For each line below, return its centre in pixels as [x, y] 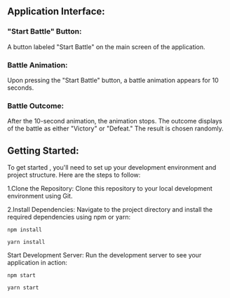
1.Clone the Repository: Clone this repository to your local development [110, 189]
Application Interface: [56, 12]
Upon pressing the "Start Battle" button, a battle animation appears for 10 [113, 80]
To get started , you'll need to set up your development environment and [112, 168]
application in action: [38, 263]
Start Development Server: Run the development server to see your [104, 255]
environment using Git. [40, 196]
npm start [22, 276]
